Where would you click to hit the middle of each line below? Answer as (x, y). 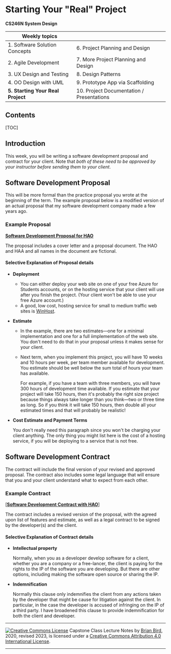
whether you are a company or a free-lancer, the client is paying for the (88, 564)
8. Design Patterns (98, 74)
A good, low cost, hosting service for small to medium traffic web (89, 305)
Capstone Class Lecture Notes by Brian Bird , (116, 631)
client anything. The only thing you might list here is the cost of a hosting (89, 435)
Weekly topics (40, 36)
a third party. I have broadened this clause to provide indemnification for (88, 611)
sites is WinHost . (38, 311)
